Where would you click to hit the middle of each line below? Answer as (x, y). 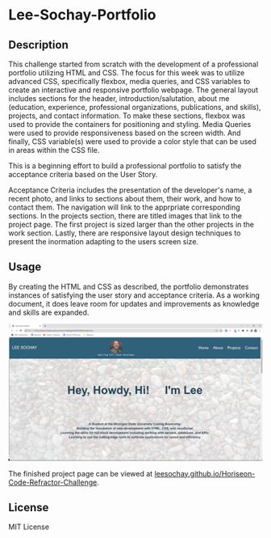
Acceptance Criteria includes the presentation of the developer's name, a (130, 190)
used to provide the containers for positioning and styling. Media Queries (130, 124)
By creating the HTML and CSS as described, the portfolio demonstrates (129, 286)
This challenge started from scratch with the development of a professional (133, 64)
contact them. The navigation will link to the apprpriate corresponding (124, 207)
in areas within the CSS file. (54, 150)
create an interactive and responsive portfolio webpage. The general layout (133, 90)
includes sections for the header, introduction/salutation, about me (119, 98)
